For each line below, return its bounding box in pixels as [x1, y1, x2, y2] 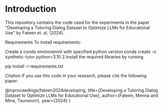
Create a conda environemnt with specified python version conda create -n [5, 49, 157, 54]
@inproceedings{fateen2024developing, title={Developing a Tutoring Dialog [5, 87, 158, 93]
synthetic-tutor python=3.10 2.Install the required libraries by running [5, 54, 144, 59]
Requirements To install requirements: [5, 39, 81, 45]
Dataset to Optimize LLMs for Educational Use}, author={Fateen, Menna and [5, 92, 159, 98]
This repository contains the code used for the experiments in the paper [5, 19, 150, 25]
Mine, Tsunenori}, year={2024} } [5, 97, 71, 103]
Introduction [5, 3, 57, 15]
